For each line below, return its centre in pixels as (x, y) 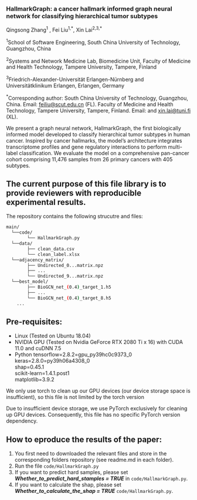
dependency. (22, 421)
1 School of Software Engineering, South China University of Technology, (93, 42)
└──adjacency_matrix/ (38, 260)
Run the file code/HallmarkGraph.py (57, 466)
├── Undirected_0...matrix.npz (65, 265)
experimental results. (46, 202)
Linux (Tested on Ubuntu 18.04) (52, 336)
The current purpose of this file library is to (86, 184)
